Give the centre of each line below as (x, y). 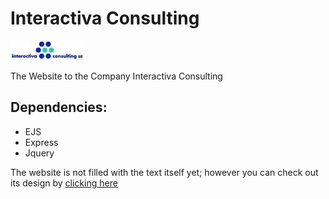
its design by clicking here (64, 183)
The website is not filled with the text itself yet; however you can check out (164, 172)
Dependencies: (59, 107)
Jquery (39, 153)
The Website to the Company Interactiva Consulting (116, 76)
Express (41, 142)
